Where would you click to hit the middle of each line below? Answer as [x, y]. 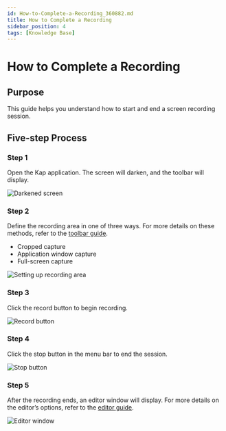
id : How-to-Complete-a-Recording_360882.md [70, 13]
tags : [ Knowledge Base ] [41, 33]
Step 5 [18, 385]
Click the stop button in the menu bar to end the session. [88, 354]
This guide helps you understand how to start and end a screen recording [111, 109]
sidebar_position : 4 [37, 26]
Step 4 [18, 339]
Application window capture [57, 254]
